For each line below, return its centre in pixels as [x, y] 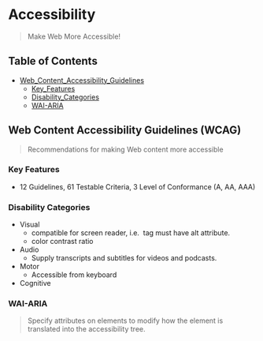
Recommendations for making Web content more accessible [125, 149]
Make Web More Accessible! [74, 36]
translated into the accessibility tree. [86, 329]
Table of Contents [53, 61]
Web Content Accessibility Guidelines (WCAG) [125, 131]
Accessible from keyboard [74, 275]
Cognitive [35, 283]
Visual [30, 225]
